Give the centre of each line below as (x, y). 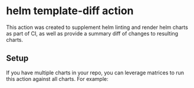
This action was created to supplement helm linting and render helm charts (97, 27)
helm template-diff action (70, 11)
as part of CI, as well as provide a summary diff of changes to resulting (92, 33)
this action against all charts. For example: (57, 79)
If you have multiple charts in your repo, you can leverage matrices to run (95, 73)
